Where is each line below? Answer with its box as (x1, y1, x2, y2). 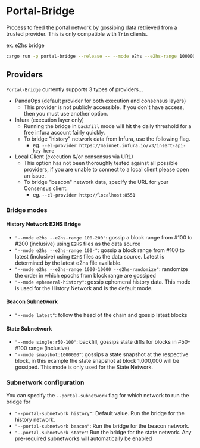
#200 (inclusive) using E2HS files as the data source (14, 240, 141, 247)
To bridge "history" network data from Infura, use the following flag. (23, 135, 190, 142)
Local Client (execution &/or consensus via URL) (14, 153, 134, 160)
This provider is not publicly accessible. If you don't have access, (23, 103, 185, 111)
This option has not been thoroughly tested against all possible (23, 159, 178, 166)
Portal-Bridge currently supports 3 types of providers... (6, 85, 143, 93)
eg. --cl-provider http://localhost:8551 (32, 191, 136, 198)
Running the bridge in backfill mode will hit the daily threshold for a (23, 122, 192, 129)
